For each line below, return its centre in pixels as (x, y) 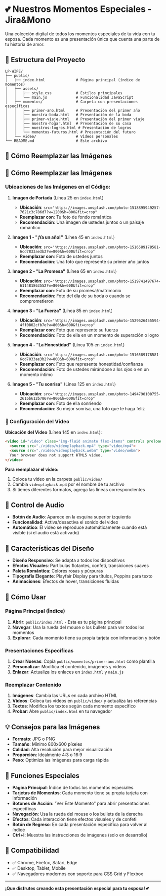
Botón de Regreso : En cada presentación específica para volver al (80, 825)
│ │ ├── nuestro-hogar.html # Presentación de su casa (68, 123)
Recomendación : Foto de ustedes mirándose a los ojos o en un (84, 369)
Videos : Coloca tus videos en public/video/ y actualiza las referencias (84, 701)
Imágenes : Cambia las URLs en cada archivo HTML (65, 696)
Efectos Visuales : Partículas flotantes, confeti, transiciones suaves (81, 566)
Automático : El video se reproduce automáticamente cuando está (80, 527)
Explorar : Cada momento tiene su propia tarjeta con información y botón (86, 638)
